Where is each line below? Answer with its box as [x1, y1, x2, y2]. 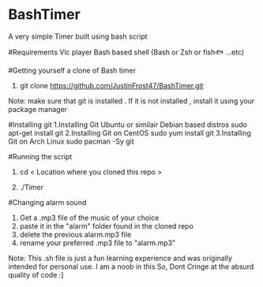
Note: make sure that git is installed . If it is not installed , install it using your [8, 96, 255, 106]
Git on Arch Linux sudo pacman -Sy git [8, 136, 134, 146]
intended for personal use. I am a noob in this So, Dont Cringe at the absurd [8, 262, 254, 271]
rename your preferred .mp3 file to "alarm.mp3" [19, 238, 176, 248]
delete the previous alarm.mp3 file [19, 229, 132, 239]
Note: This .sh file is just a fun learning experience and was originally [8, 253, 233, 263]
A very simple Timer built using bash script [8, 32, 148, 41]
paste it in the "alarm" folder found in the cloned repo [19, 221, 193, 230]
